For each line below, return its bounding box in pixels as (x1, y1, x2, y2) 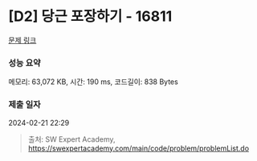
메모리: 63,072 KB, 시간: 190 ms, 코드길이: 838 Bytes (8, 77, 178, 87)
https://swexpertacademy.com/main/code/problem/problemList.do (27, 143, 250, 153)
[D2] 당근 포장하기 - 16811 (8, 7, 173, 26)
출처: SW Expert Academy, (27, 134, 116, 144)
